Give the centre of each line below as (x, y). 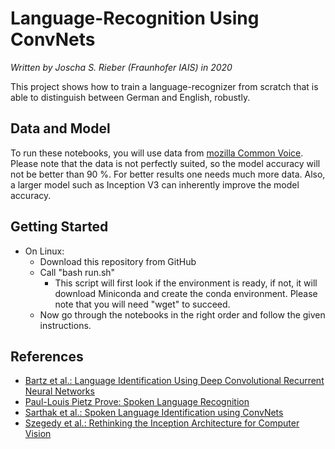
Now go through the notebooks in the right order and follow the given (182, 314)
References (47, 356)
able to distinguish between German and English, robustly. (130, 97)
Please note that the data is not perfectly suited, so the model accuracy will (165, 163)
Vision (38, 434)
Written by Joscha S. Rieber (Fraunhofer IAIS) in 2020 (121, 67)
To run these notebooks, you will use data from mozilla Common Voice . (157, 153)
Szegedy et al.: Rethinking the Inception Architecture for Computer (162, 423)
